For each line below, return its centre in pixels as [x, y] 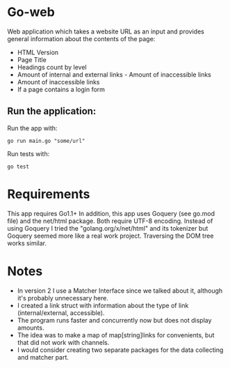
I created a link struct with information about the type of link [103, 305]
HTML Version [38, 52]
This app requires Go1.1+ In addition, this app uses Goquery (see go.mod [111, 213]
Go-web [31, 12]
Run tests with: [28, 153]
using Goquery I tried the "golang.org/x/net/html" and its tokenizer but [108, 228]
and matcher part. [43, 357]
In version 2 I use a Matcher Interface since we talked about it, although [120, 291]
